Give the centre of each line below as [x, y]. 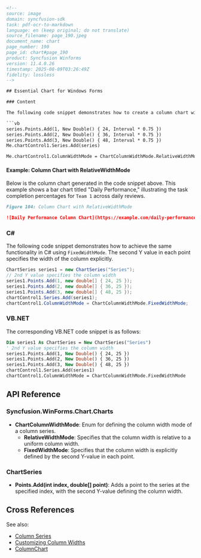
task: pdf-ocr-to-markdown [40, 25]
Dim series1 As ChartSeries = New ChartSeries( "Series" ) [79, 342]
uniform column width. [51, 443]
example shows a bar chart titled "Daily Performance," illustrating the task [97, 190]
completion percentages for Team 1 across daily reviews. [76, 196]
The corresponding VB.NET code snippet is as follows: [74, 331]
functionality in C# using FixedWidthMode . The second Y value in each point [98, 252]
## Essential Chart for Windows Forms [54, 91]
